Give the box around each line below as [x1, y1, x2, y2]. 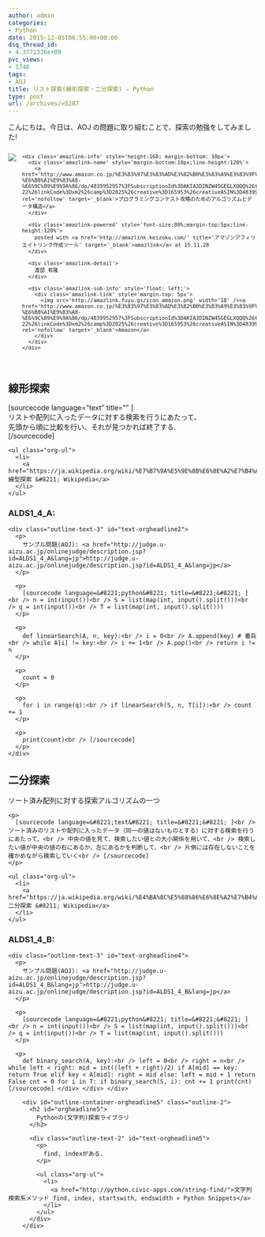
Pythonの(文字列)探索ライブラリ [36, 1114, 130, 1122]
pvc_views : [8, 56, 44, 64]
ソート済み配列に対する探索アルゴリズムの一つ [8, 796, 160, 805]
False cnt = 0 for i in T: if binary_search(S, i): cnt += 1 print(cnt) [8, 1078, 252, 1086]
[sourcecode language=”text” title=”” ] [8, 402, 134, 412]
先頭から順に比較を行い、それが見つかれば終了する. [8, 422, 177, 432]
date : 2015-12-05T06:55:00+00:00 [8, 33, 118, 42]
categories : [8, 19, 47, 27]
